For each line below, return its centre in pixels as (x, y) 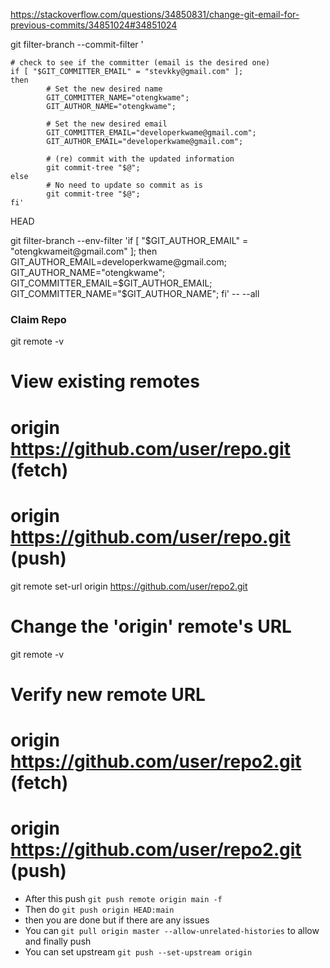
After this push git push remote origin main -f (123, 898)
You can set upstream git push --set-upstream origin (138, 951)
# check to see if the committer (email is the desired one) (140, 63)
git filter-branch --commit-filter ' (77, 44)
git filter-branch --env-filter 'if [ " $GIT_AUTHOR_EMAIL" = (129, 240)
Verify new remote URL (108, 694)
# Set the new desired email (107, 124)
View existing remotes (105, 381)
